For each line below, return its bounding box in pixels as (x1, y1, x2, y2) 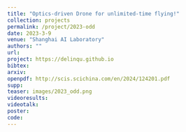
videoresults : (7, 95, 49, 102)
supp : (7, 82, 23, 89)
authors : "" (7, 43, 42, 50)
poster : (7, 108, 30, 115)
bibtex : (7, 62, 30, 69)
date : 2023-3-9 (7, 29, 52, 37)
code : (7, 114, 23, 121)
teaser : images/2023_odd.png (7, 88, 92, 95)
